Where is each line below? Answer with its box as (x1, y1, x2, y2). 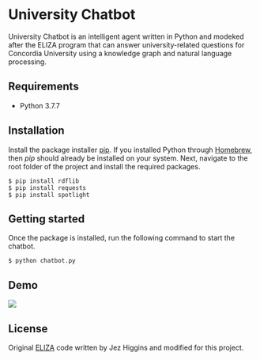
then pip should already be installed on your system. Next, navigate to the (8, 153, 248, 163)
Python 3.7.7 (19, 100, 61, 110)
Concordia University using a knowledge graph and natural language (8, 48, 232, 58)
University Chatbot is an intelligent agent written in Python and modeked (8, 32, 245, 41)
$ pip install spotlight (8, 191, 90, 199)
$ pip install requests (8, 184, 87, 191)
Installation (8, 124, 65, 138)
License (8, 322, 48, 335)
